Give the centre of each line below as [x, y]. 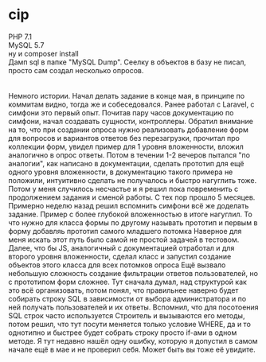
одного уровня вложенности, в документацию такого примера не [121, 172]
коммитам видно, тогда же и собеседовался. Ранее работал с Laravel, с [131, 104]
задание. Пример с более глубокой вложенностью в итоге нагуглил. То [130, 214]
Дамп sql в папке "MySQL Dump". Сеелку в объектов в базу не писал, [127, 62]
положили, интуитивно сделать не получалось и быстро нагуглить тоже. [133, 180]
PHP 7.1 [20, 37]
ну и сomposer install [43, 53]
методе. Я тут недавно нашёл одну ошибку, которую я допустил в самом [133, 341]
